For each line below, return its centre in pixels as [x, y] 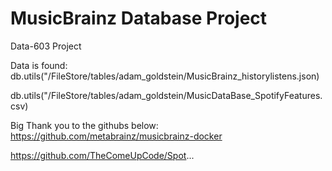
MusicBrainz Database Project [139, 18]
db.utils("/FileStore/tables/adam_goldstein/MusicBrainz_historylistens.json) [165, 76]
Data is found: [39, 65]
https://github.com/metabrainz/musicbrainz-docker [116, 136]
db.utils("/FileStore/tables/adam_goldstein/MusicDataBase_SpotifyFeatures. [166, 95]
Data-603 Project [46, 46]
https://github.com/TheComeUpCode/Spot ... [102, 155]
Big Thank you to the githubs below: [84, 125]
